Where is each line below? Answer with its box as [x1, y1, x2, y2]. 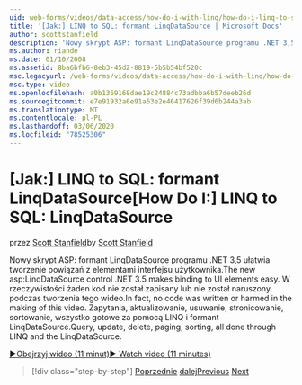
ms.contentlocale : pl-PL [9, 113, 102, 122]
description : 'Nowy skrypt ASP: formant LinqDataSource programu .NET [9, 38, 280, 48]
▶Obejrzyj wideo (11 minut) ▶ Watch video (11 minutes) [9, 348, 211, 359]
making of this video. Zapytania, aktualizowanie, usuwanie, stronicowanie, [9, 302, 284, 313]
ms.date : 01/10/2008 [9, 55, 87, 64]
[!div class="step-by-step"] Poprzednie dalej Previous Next [31, 365, 250, 376]
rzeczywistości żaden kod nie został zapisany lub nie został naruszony [9, 282, 271, 293]
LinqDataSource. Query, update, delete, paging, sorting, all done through [9, 321, 277, 332]
